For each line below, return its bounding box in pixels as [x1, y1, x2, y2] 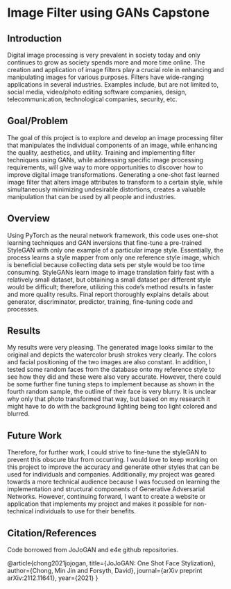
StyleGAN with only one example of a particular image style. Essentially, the [7, 246, 224, 254]
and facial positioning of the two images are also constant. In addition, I [7, 358, 212, 366]
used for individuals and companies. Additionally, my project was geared [7, 470, 215, 479]
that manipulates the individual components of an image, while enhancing [7, 141, 218, 149]
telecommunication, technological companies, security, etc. [7, 95, 178, 103]
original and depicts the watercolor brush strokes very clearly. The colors [7, 350, 217, 359]
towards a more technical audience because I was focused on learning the [7, 477, 221, 486]
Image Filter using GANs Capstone [7, 5, 210, 21]
